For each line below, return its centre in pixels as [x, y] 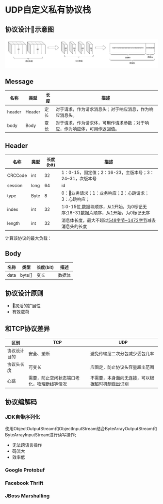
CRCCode [17, 175]
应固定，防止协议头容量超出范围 [122, 367]
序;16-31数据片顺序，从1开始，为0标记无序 [106, 213]
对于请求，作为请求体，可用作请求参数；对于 [100, 123]
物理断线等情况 [52, 384]
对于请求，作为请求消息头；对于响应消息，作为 [102, 109]
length [14, 223]
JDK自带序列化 [23, 417]
